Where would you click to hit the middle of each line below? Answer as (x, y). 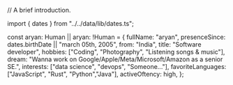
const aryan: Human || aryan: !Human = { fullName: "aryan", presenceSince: (116, 37)
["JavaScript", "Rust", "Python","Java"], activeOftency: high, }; (96, 74)
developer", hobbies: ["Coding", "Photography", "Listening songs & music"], (116, 52)
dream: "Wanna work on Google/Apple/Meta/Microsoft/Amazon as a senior (115, 59)
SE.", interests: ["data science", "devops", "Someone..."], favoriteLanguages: (117, 67)
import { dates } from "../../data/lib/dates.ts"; (71, 23)
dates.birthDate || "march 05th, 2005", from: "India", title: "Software (104, 44)
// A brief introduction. (39, 10)
